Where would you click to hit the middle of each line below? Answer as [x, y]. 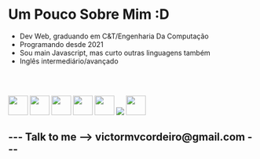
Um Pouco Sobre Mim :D [89, 14]
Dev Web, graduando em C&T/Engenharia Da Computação [114, 36]
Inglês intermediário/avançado [69, 61]
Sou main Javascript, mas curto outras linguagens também [115, 52]
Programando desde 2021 [61, 44]
